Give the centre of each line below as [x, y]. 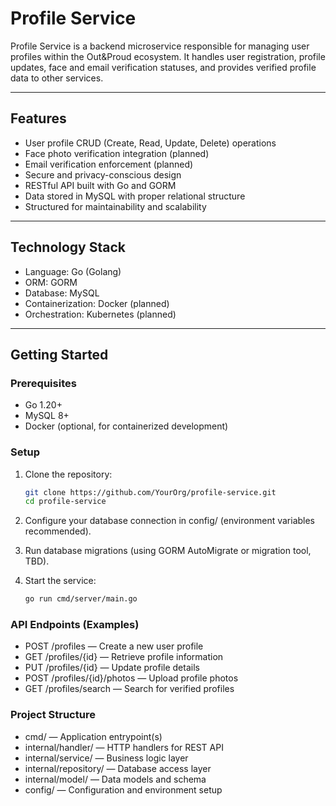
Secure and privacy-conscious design [103, 174]
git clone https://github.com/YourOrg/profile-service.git [150, 492]
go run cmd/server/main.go [81, 599]
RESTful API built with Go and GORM [100, 185]
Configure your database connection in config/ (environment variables [170, 521]
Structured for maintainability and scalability [115, 206]
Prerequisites [43, 383]
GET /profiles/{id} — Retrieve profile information [124, 657]
